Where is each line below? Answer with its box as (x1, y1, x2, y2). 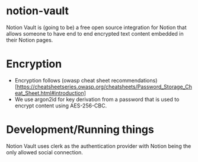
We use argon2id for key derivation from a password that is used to (14, 96, 180, 103)
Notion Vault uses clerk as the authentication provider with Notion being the (6, 142, 191, 150)
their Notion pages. (6, 36, 53, 43)
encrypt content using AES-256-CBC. (14, 102, 107, 109)
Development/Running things (6, 123, 154, 136)
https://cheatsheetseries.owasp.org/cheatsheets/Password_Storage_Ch (17, 83, 193, 90)
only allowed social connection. (6, 148, 83, 155)
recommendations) (111, 77, 158, 84)
